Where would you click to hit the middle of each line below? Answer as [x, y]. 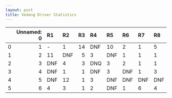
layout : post [19, 10]
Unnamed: [29, 32]
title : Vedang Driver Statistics [41, 15]
